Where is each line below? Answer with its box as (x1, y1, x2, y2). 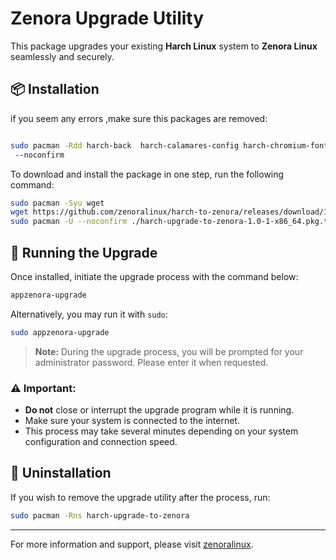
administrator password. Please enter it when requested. (34, 356, 269, 368)
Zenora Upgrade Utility (10, 7, 205, 30)
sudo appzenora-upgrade (10, 327, 110, 337)
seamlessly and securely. (10, 50, 115, 62)
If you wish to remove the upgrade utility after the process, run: (10, 491, 271, 503)
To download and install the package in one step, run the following (10, 168, 285, 180)
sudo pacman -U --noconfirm (10, 217, 128, 227)
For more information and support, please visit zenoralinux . (10, 538, 254, 550)
